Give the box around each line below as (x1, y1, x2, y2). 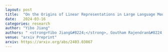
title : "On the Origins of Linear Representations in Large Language (5, 12, 155, 17)
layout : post (5, 7, 32, 12)
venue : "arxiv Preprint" (5, 35, 57, 40)
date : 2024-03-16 (5, 16, 46, 21)
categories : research (5, 21, 50, 26)
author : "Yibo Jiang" (5, 26, 50, 31)
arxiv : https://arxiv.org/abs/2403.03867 (5, 40, 93, 45)
